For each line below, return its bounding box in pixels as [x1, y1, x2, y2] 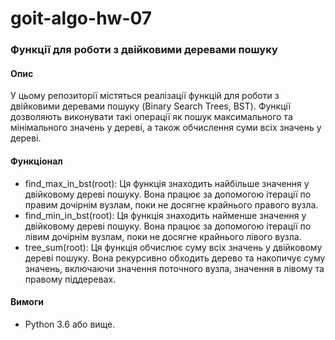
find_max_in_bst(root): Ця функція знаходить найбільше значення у [24, 177, 310, 189]
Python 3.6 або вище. [24, 318, 116, 330]
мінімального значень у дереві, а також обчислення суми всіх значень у [10, 122, 322, 134]
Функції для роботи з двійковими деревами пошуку [10, 43, 278, 57]
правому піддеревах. [24, 273, 117, 285]
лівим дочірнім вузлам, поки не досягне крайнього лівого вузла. [24, 230, 302, 242]
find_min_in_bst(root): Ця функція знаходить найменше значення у [24, 209, 307, 221]
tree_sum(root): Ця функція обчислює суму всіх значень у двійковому [24, 241, 323, 253]
